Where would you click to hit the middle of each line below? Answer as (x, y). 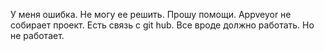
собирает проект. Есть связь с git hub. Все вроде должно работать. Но (162, 25)
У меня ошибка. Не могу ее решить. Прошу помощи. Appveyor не (151, 14)
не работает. (37, 35)
